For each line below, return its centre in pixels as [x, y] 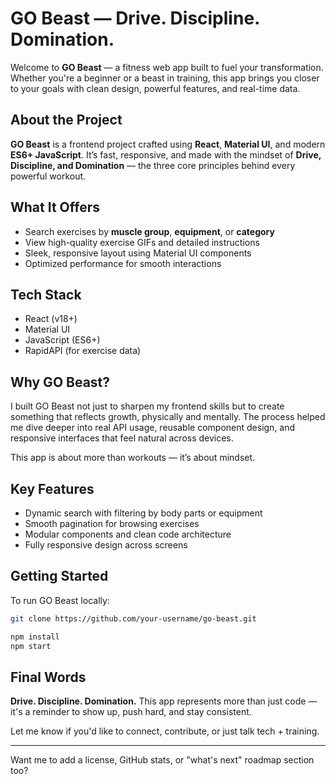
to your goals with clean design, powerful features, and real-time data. [155, 88]
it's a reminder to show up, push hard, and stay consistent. [131, 712]
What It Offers [55, 207]
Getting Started [59, 576]
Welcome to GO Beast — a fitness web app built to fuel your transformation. [167, 67]
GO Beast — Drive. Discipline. [135, 18]
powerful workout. [48, 176]
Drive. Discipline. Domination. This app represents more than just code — [164, 701]
